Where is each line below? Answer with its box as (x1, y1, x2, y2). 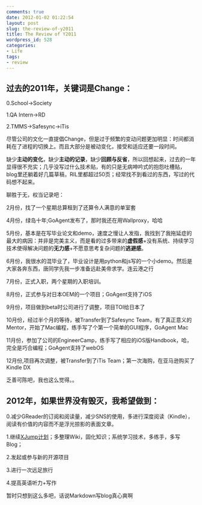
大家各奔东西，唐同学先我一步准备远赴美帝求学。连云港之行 (6, 265, 154, 272)
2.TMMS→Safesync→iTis (6, 123, 69, 130)
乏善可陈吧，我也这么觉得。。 (6, 376, 78, 384)
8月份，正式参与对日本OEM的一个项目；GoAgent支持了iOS (6, 291, 152, 298)
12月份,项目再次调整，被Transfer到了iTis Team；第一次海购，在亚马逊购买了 (6, 357, 195, 364)
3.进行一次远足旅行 (6, 466, 54, 474)
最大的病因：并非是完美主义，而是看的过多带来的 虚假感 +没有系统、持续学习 (6, 237, 194, 244)
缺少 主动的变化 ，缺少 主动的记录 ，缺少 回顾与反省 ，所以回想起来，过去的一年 (6, 156, 196, 163)
